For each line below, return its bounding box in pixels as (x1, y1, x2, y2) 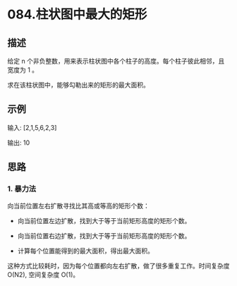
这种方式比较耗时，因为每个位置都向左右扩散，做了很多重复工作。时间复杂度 (7, 261, 230, 270)
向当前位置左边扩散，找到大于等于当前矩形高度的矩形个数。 (17, 216, 191, 225)
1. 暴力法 (7, 184, 37, 194)
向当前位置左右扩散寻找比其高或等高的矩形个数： (7, 201, 150, 210)
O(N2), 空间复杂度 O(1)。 (7, 270, 80, 279)
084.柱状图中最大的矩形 (7, 6, 147, 23)
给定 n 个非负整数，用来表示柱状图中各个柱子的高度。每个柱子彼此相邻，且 (7, 57, 225, 65)
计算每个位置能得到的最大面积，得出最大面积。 (17, 246, 154, 255)
